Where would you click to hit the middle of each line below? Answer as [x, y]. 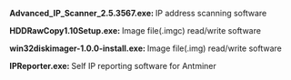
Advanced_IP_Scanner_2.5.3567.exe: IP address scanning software [138, 13]
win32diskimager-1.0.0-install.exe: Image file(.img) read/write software [145, 48]
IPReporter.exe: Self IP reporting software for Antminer [113, 66]
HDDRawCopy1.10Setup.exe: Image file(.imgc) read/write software [135, 30]
